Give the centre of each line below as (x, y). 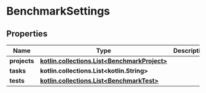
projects (22, 61)
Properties (27, 34)
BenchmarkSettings (58, 11)
